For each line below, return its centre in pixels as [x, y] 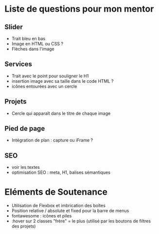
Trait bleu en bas [28, 38]
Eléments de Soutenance [56, 192]
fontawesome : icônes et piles [42, 216]
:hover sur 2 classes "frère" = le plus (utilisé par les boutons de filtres [81, 221]
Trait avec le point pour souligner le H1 [50, 76]
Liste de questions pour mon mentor [79, 9]
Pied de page [25, 129]
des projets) [24, 226]
